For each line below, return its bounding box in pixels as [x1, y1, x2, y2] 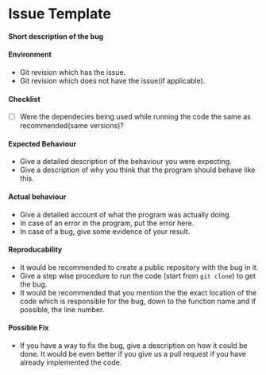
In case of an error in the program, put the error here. [19, 218, 195, 228]
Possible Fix [8, 323, 49, 333]
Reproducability [8, 244, 63, 255]
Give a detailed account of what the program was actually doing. [19, 209, 232, 219]
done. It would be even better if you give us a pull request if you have [19, 350, 246, 359]
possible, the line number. [19, 304, 105, 314]
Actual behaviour [8, 192, 67, 201]
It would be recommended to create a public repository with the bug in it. [19, 262, 259, 271]
